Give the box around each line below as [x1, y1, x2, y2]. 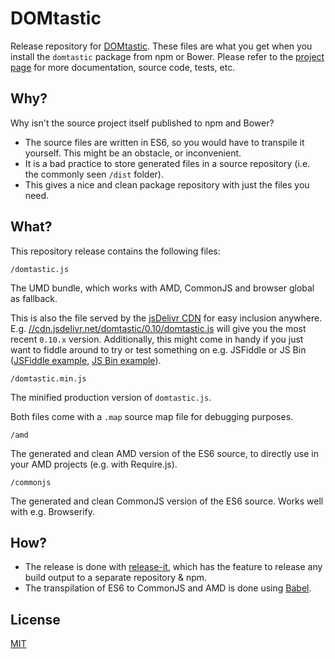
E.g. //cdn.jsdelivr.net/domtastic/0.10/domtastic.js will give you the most [10, 322, 307, 334]
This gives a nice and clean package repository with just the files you [24, 178, 310, 191]
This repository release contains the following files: [10, 245, 221, 257]
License [10, 611, 61, 628]
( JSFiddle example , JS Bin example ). [10, 354, 162, 366]
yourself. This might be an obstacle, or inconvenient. [24, 147, 242, 159]
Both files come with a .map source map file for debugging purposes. [10, 410, 294, 422]
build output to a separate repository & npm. [24, 572, 208, 584]
